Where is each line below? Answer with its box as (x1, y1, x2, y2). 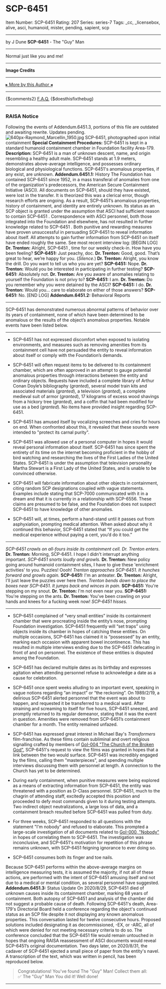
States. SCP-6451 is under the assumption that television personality (12, 460, 152, 466)
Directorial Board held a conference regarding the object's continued (17, 906, 157, 912)
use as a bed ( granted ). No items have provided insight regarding (12, 404, 146, 410)
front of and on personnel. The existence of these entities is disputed (12, 649, 153, 656)
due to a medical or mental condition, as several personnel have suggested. (5, 880, 160, 886)
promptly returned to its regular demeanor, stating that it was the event (12, 711, 157, 717)
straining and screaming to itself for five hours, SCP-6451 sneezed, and (12, 706, 158, 712)
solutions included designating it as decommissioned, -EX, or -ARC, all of (5, 922, 154, 928)
